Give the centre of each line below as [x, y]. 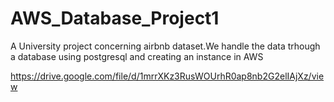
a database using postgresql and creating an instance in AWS [137, 56]
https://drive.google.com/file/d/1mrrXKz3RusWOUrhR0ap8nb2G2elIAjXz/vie [167, 76]
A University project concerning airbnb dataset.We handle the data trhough [165, 46]
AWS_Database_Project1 [115, 18]
